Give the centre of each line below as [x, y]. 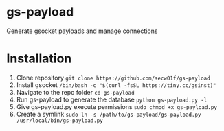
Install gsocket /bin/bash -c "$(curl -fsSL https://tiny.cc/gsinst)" [116, 85]
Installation [39, 59]
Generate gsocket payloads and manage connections [82, 31]
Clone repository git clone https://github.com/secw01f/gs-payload [113, 78]
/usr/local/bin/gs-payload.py [60, 121]
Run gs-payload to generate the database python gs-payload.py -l [112, 99]
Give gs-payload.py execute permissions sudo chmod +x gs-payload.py [117, 106]
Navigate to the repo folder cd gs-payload [75, 92]
